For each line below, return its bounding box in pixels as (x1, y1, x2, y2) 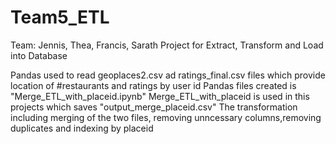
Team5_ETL (10, 6, 110, 29)
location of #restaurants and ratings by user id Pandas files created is (10, 79, 297, 91)
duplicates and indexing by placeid (10, 122, 154, 134)
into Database (10, 49, 68, 61)
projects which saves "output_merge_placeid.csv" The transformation (10, 101, 298, 113)
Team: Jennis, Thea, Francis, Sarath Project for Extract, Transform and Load (10, 39, 324, 51)
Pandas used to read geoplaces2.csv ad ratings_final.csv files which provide (10, 69, 326, 81)
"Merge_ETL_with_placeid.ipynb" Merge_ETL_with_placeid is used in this (10, 90, 310, 102)
